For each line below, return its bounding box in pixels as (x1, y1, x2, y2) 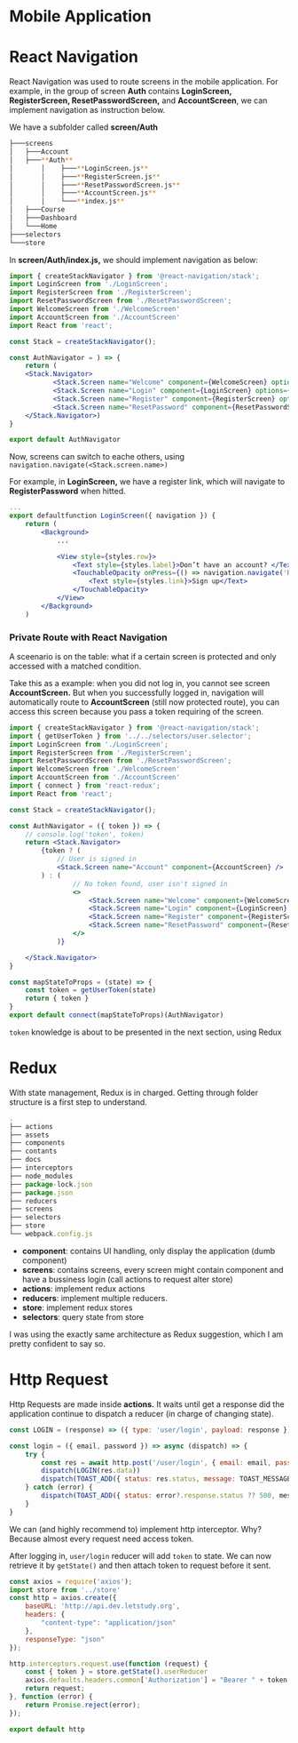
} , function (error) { (9, 1692, 93, 1701)
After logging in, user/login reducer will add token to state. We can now (9, 1550, 272, 1561)
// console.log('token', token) (25, 829, 145, 839)
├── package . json (9, 1188, 74, 1197)
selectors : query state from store (21, 1311, 145, 1322)
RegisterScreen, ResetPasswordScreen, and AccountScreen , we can (9, 95, 268, 106)
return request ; (25, 1684, 86, 1693)
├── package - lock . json (9, 1179, 93, 1188)
